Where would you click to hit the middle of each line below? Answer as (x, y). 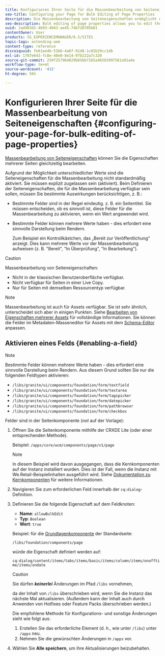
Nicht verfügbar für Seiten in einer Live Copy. (58, 282)
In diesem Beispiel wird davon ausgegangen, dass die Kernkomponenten (86, 464)
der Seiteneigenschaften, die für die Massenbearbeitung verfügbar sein (78, 188)
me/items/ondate (29, 565)
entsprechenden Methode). (40, 435)
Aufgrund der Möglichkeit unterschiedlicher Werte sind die (64, 173)
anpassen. (15, 328)
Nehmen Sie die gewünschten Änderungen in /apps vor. (76, 638)
